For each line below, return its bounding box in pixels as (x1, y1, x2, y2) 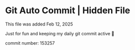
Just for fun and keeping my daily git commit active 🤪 (5, 30, 115, 36)
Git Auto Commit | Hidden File (5, 5, 131, 16)
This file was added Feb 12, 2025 (5, 21, 73, 27)
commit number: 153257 (5, 40, 55, 46)
